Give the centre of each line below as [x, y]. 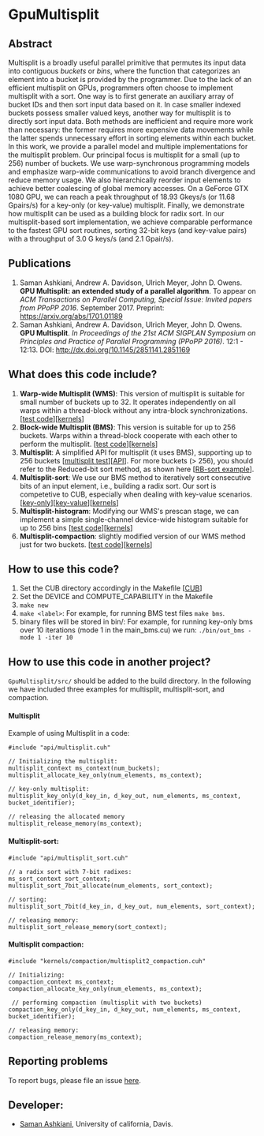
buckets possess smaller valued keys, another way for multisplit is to [119, 113]
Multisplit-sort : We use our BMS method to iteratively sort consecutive [135, 477]
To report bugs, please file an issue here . [75, 1080]
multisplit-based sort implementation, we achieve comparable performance [130, 222]
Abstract [30, 44]
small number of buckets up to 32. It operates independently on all [128, 402]
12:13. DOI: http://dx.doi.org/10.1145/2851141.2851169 [105, 350]
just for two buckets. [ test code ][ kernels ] [86, 544]
